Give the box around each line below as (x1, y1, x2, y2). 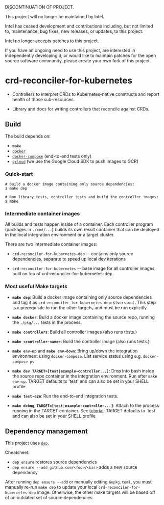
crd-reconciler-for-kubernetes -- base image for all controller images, (12, 266, 156, 271)
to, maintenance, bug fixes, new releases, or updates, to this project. (5, 28, 143, 34)
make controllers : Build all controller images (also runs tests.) (12, 329, 137, 335)
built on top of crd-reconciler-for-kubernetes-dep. (12, 271, 114, 277)
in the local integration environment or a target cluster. (5, 232, 115, 238)
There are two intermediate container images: (5, 241, 97, 247)
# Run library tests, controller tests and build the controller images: (5, 195, 159, 200)
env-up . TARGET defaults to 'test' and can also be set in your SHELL (12, 378, 149, 384)
